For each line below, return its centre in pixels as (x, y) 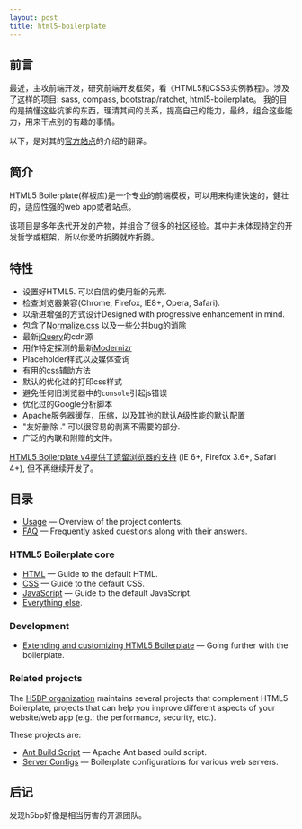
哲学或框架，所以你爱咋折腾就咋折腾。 (88, 237)
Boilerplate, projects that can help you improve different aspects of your (142, 707)
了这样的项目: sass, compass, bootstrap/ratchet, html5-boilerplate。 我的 (145, 99)
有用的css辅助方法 (57, 370)
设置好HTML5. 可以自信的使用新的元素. (94, 291)
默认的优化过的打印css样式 (72, 381)
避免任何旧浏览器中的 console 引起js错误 (95, 392)
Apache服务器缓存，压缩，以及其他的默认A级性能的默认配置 (134, 415)
